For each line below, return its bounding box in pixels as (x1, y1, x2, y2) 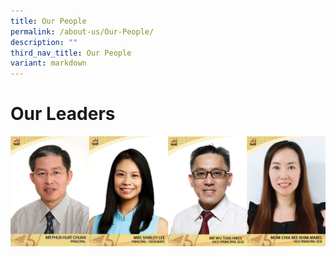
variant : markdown (10, 58, 87, 69)
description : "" (10, 37, 78, 47)
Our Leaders (10, 103, 116, 125)
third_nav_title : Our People (10, 48, 132, 58)
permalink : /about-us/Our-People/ (10, 26, 155, 37)
